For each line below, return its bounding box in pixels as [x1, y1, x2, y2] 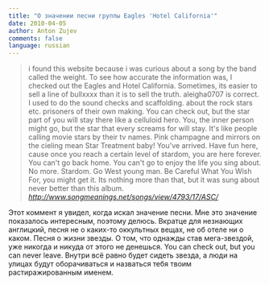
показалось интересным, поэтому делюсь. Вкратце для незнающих [8, 217, 243, 226]
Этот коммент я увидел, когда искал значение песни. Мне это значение [8, 208, 258, 217]
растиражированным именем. [8, 267, 114, 278]
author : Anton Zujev [8, 27, 78, 35]
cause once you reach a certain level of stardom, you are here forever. [27, 150, 262, 159]
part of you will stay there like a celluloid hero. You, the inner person [27, 115, 255, 125]
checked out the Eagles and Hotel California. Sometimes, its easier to [27, 81, 258, 91]
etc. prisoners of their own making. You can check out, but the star [27, 106, 250, 117]
